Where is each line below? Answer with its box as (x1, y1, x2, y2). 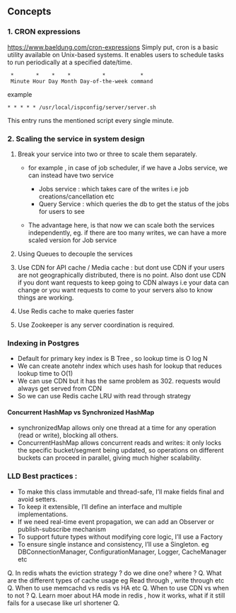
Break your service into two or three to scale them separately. (17, 150, 198, 158)
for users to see (38, 207, 85, 215)
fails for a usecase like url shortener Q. (7, 598, 120, 607)
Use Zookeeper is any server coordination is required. (17, 321, 175, 329)
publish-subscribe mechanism (17, 525, 107, 533)
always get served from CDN (17, 384, 102, 393)
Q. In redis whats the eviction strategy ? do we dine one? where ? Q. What (7, 569, 222, 577)
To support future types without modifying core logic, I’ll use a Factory (17, 532, 223, 541)
